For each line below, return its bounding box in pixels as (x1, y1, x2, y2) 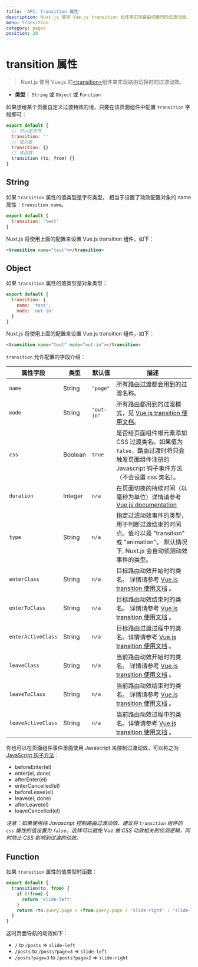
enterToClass (9, 605, 46, 611)
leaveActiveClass (9, 720, 58, 726)
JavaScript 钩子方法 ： (6, 752, 60, 759)
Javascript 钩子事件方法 (115, 464, 183, 472)
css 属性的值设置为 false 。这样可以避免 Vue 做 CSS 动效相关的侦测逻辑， (6, 827, 186, 834)
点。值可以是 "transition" (115, 529, 185, 537)
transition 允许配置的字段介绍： (6, 353, 86, 360)
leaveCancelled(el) (14, 807, 61, 814)
